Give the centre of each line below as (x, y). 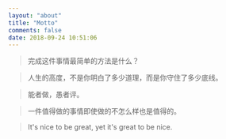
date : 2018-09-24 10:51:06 (53, 38)
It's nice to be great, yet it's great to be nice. (100, 127)
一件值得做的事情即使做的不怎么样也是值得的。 (104, 111)
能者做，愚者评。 (56, 95)
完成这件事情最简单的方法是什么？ (83, 61)
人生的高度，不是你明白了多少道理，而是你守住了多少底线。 (125, 78)
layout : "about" (35, 15)
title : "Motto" (33, 23)
